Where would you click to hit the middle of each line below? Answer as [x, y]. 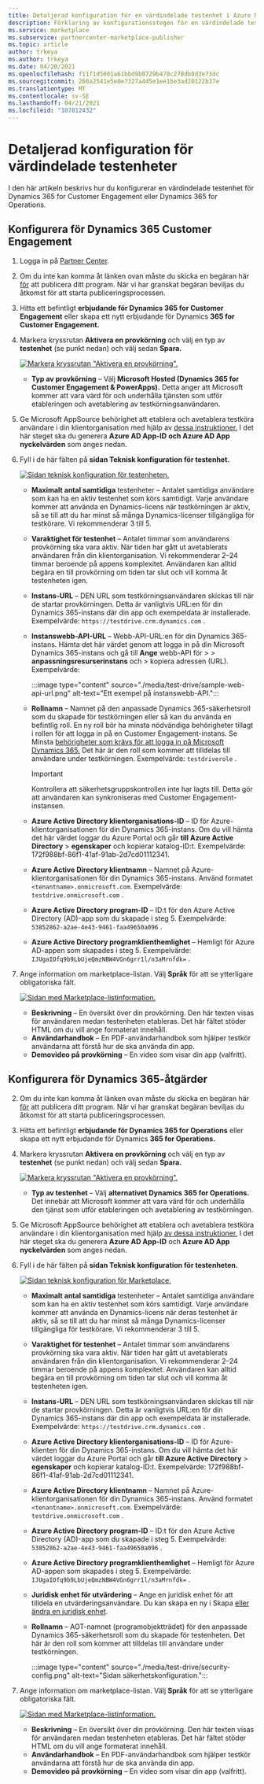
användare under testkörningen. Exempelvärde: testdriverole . [134, 758]
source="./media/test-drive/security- [170, 1667]
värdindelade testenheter [93, 166]
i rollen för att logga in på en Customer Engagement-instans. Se [134, 733]
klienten [44, 1450]
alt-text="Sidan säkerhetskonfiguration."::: [140, 1675]
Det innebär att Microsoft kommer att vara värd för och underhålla [138, 1201]
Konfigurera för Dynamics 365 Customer [110, 229]
